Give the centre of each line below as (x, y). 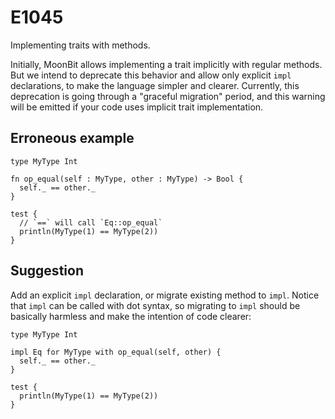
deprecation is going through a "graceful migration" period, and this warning (168, 96)
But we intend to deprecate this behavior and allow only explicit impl (151, 75)
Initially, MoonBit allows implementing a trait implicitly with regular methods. (166, 64)
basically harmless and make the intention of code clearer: (131, 316)
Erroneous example (72, 138)
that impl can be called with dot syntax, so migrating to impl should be (155, 305)
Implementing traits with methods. (80, 45)
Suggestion (47, 271)
